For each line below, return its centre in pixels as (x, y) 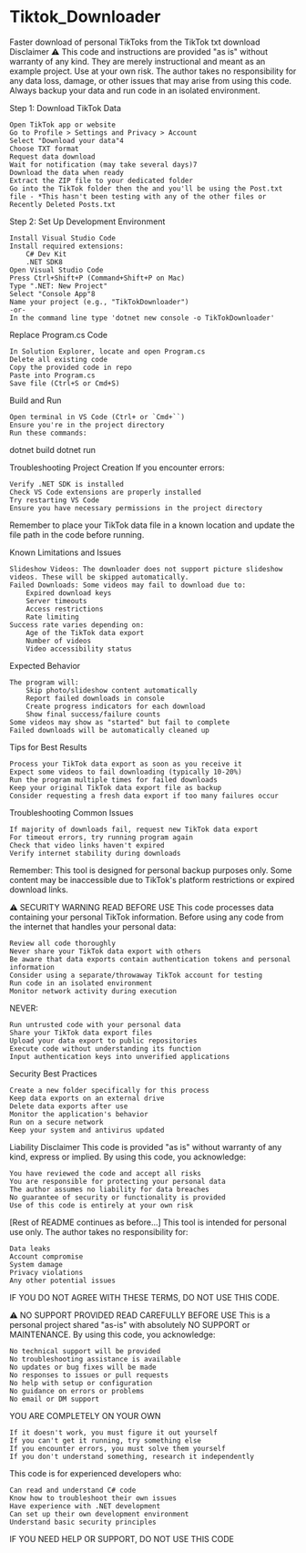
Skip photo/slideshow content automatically (112, 690)
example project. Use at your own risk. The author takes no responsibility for (153, 71)
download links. (39, 890)
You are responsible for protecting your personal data (117, 1181)
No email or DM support (55, 1399)
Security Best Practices (53, 1074)
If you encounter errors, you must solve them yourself (117, 1448)
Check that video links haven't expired (87, 845)
